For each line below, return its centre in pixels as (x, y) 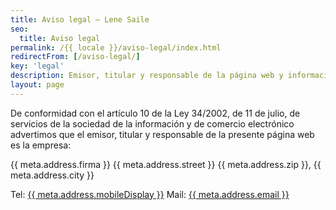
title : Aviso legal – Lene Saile (80, 19)
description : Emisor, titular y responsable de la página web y (147, 76)
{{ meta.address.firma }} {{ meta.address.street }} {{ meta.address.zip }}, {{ (166, 164)
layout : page (37, 85)
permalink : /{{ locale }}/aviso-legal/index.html (116, 47)
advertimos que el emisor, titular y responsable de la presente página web (162, 134)
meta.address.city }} (52, 175)
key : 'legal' (37, 66)
